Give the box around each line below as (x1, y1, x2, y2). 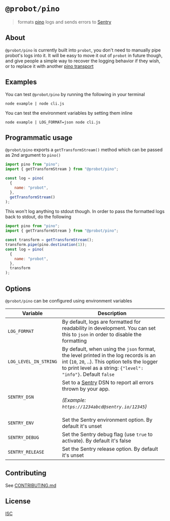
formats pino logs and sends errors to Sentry (17, 19, 111, 25)
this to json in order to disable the (62, 331, 142, 338)
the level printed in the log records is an (62, 352, 156, 359)
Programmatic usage (5, 133, 73, 142)
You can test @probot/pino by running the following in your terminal (5, 91, 145, 97)
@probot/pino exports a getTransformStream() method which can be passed (5, 147, 163, 153)
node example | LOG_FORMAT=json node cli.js (5, 119, 101, 125)
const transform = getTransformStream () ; (5, 237, 94, 243)
